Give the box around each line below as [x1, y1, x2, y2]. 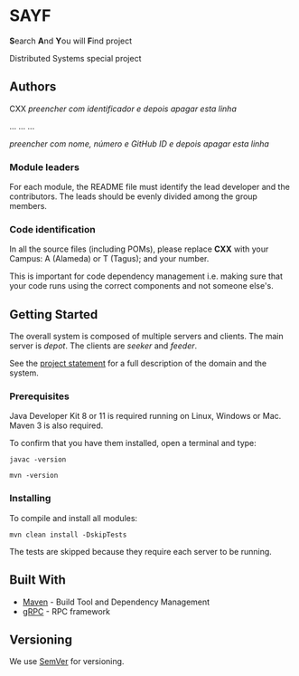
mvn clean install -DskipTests [9, 530, 127, 539]
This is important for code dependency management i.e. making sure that [9, 271, 283, 281]
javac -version [9, 455, 67, 464]
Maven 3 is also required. [9, 420, 104, 431]
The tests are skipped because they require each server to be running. [9, 546, 273, 557]
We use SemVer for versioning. [9, 656, 125, 667]
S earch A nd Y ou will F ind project [9, 35, 133, 46]
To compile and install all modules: [9, 512, 138, 523]
